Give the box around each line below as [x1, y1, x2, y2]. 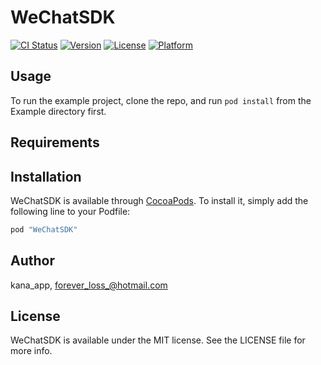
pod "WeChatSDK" [10, 224, 78, 235]
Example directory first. [10, 105, 107, 117]
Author [10, 252, 55, 270]
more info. [10, 345, 53, 357]
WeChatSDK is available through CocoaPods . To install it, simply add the [10, 194, 309, 206]
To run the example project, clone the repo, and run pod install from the [10, 94, 312, 106]
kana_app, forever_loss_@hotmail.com [10, 279, 168, 291]
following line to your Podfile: [10, 205, 131, 217]
